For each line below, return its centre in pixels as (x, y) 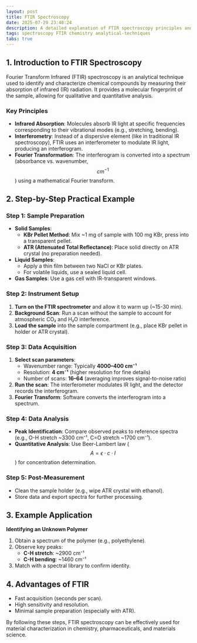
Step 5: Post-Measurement (45, 478)
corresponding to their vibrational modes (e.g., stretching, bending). (96, 130)
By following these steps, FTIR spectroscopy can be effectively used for (93, 622)
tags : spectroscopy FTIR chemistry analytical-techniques (78, 34)
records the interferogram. (47, 391)
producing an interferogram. (49, 149)
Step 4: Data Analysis (38, 418)
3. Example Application (49, 515)
